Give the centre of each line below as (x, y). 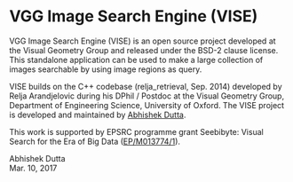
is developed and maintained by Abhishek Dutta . (98, 115)
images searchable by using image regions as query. (106, 69)
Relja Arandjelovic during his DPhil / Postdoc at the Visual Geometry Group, (147, 96)
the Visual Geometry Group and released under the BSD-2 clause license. (144, 50)
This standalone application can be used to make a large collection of (136, 59)
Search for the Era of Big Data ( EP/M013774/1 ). (95, 141)
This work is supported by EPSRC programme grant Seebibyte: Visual (136, 131)
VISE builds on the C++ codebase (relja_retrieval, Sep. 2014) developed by (146, 86)
